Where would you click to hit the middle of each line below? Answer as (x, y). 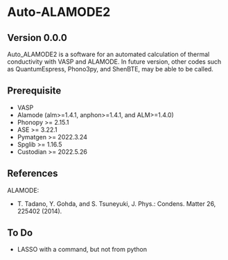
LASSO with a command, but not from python (82, 250)
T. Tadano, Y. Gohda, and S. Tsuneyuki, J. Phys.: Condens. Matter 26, (116, 203)
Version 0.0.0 (37, 38)
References (33, 174)
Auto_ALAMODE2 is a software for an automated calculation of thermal (108, 54)
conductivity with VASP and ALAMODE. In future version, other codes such (114, 62)
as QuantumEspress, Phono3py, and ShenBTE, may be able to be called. (110, 69)
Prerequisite (34, 91)
